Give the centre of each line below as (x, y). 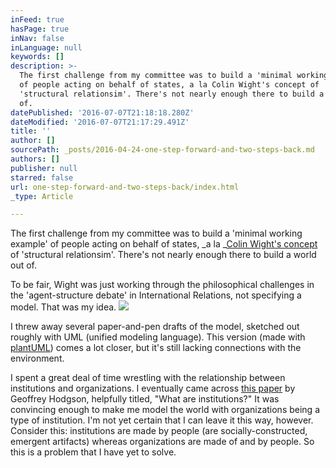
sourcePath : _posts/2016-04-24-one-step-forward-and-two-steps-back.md (162, 150)
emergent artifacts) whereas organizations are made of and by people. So (162, 442)
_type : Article (42, 196)
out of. (24, 265)
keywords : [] (37, 57)
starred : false (42, 177)
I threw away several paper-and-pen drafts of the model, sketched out (155, 327)
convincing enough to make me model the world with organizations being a (165, 410)
